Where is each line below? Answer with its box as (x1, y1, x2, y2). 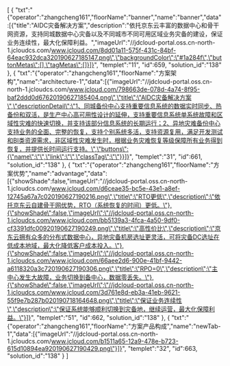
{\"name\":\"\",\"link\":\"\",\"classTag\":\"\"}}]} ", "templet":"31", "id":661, (7, 152, 203, 161)
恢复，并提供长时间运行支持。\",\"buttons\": (7, 145, 129, 153)
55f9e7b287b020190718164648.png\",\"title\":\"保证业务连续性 (7, 297, 183, 304)
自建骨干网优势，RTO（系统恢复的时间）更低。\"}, (30, 201, 172, 209)
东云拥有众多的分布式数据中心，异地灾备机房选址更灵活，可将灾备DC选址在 (7, 233, 220, 241)
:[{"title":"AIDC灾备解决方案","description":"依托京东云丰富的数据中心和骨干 (7, 21, 220, 30)
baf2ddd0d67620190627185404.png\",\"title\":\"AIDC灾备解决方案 (7, 93, 192, 102)
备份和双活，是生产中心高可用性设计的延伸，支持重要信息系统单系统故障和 (7, 111, 217, 119)
